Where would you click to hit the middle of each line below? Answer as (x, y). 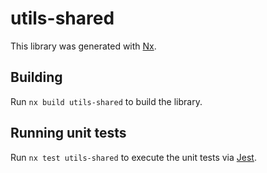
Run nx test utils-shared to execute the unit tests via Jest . (133, 157)
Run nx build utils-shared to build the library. (106, 101)
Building (36, 77)
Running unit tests (68, 133)
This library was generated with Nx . (83, 46)
